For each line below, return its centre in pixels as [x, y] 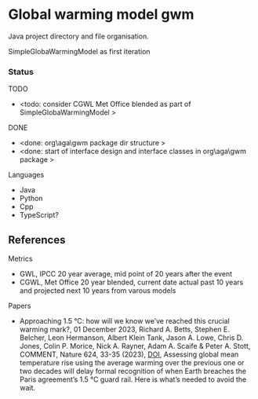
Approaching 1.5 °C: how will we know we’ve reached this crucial [124, 321]
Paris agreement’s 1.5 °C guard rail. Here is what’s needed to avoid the [133, 379]
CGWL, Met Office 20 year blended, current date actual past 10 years [131, 282]
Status [21, 71]
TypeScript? [39, 215]
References [37, 240]
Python [31, 199]
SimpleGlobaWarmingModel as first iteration [79, 51]
